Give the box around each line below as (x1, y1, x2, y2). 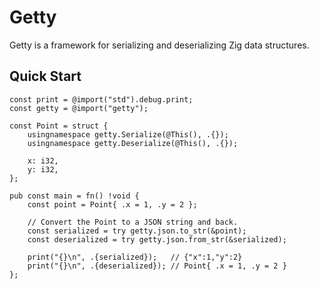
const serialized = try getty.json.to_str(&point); (27, 226, 247, 236)
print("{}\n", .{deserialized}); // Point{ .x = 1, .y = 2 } (27, 261, 287, 271)
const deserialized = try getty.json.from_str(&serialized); (27, 234, 287, 245)
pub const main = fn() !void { (9, 191, 140, 201)
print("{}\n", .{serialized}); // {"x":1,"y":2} (27, 252, 243, 262)
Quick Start (9, 68, 82, 85)
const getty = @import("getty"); (9, 103, 149, 113)
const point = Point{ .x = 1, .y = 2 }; (27, 199, 198, 210)
